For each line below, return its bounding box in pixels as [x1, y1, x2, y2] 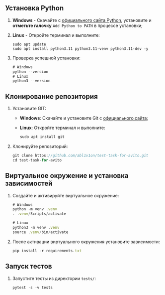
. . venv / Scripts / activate [12, 211, 66, 216]
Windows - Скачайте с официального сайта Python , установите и [12, 17, 152, 23]
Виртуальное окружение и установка [5, 171, 129, 180]
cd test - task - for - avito [12, 157, 62, 162]
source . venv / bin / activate [12, 229, 69, 235]
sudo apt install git [19, 135, 65, 140]
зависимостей [5, 179, 53, 188]
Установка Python [5, 4, 64, 12]
